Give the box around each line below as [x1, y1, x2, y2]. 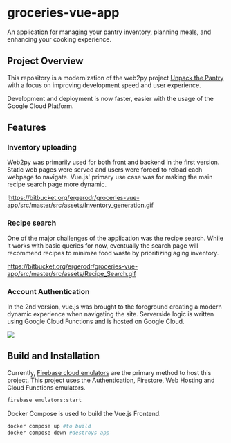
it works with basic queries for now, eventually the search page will [7, 241, 198, 250]
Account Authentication [7, 287, 90, 296]
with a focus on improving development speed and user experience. [7, 81, 202, 89]
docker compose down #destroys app [7, 429, 110, 436]
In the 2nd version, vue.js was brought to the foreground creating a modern [7, 302, 223, 311]
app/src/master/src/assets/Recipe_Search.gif [7, 269, 136, 278]
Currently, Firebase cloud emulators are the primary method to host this [7, 368, 212, 377]
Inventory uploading [7, 143, 77, 152]
